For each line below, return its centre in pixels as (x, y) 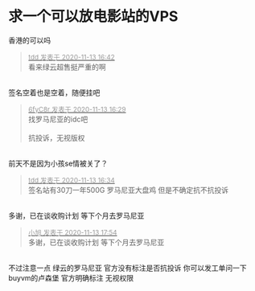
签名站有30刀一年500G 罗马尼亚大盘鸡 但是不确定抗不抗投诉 (128, 190)
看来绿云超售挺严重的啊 (67, 67)
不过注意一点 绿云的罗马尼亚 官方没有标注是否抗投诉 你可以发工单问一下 (127, 268)
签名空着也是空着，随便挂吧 (54, 92)
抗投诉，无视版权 (56, 137)
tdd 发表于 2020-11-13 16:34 (71, 180)
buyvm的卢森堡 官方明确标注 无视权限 (71, 277)
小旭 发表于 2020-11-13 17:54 (72, 232)
